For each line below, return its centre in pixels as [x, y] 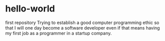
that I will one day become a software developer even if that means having [82, 27]
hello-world [30, 9]
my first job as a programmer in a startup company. [59, 33]
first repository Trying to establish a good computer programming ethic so [82, 22]
